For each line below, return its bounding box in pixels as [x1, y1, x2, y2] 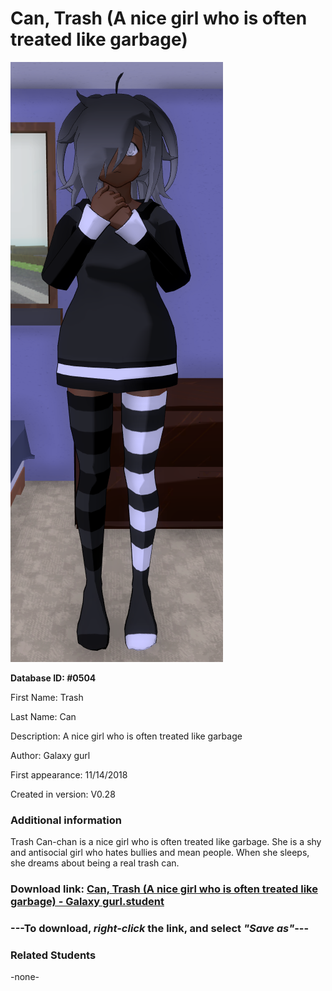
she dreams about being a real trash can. [10, 857, 180, 869]
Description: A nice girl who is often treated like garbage [10, 730, 243, 742]
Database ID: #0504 [10, 672, 97, 684]
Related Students [10, 948, 97, 962]
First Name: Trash [10, 691, 84, 703]
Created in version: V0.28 [10, 788, 116, 800]
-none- [10, 971, 40, 983]
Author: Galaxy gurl [10, 749, 91, 761]
